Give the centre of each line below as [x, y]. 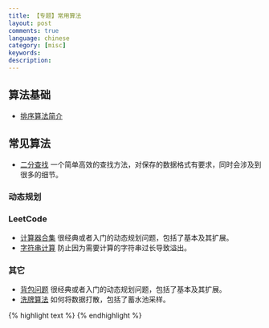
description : [30, 61]
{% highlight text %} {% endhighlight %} [75, 316]
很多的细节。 [41, 174]
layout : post [30, 23]
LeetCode [28, 219]
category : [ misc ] [37, 46]
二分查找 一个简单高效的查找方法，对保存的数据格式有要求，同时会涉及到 [141, 164]
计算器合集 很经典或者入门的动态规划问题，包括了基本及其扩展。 [126, 237]
